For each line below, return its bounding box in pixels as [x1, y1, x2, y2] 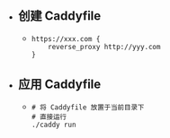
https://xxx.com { [31, 34, 101, 43]
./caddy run [31, 120, 76, 129]
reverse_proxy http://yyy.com [48, 42, 161, 51]
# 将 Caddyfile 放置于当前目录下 [31, 102, 145, 112]
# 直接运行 [31, 112, 67, 121]
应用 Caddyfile [17, 77, 102, 92]
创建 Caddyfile [17, 8, 102, 24]
